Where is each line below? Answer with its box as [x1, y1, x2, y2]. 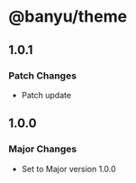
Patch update [21, 89, 72, 100]
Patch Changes [8, 69, 77, 82]
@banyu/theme [8, 6, 128, 27]
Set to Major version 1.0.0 [21, 163, 116, 174]
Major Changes [8, 142, 77, 155]
